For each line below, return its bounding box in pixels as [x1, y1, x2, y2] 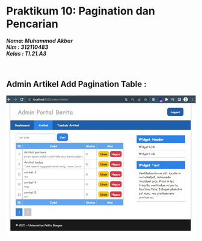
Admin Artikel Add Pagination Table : [6, 79, 147, 89]
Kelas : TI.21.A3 [6, 50, 47, 57]
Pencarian [6, 17, 58, 31]
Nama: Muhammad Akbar [6, 37, 73, 44]
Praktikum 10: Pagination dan [6, 4, 155, 18]
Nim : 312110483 [6, 43, 49, 51]
